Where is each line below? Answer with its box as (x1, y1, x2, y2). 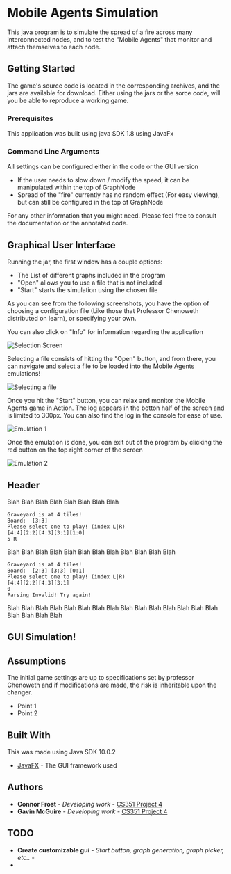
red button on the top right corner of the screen (7, 445, 144, 454)
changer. (7, 688, 33, 697)
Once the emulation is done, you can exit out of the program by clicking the (7, 438, 223, 447)
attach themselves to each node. (7, 42, 101, 51)
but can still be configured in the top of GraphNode (17, 198, 164, 207)
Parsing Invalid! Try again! (7, 591, 92, 598)
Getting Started (7, 63, 76, 74)
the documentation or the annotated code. (7, 219, 128, 228)
